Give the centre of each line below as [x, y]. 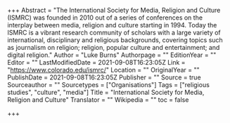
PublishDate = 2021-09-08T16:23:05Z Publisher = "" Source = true [104, 77]
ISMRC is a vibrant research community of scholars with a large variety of [114, 32]
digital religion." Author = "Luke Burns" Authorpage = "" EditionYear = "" [112, 55]
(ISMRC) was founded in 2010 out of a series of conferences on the [105, 18]
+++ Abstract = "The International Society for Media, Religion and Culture [114, 10]
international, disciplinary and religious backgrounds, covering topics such [115, 40]
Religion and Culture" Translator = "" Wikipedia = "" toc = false [98, 100]
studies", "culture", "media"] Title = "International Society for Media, [106, 92]
